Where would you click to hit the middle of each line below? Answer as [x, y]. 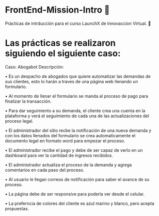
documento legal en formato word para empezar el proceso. [65, 141]
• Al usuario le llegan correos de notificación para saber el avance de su [77, 179]
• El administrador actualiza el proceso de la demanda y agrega [69, 164]
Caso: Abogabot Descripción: [34, 67]
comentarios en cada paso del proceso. [45, 170]
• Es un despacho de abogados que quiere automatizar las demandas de [78, 76]
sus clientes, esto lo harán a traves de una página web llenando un [72, 81]
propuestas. [17, 208]
